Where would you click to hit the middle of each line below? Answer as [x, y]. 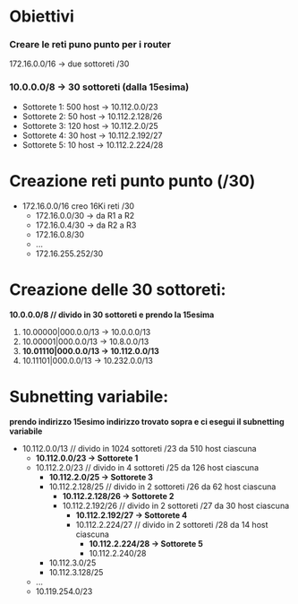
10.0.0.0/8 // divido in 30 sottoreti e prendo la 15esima [112, 315]
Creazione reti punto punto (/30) [132, 181]
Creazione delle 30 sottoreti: [118, 289]
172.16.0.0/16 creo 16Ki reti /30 [78, 206]
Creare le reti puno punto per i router [90, 45]
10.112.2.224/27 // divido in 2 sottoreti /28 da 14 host [172, 524]
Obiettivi [42, 17]
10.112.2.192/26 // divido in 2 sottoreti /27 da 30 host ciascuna [176, 505]
